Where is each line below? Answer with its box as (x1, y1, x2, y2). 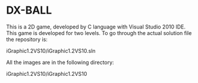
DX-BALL (6, 4, 52, 17)
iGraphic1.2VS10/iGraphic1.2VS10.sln (6, 47, 96, 54)
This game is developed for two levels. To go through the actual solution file (6, 29, 192, 36)
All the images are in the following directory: (6, 59, 114, 66)
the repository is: (6, 36, 48, 43)
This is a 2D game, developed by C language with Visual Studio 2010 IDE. (6, 23, 186, 30)
